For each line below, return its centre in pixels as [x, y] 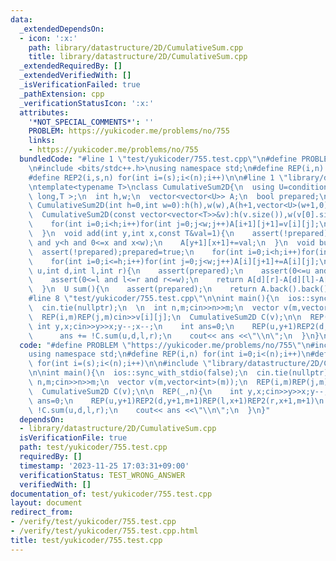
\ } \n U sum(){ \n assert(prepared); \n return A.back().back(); [180, 289]
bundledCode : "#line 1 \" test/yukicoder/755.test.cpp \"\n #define [158, 159]
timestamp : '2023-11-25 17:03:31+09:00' [104, 466]
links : [42, 141]
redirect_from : [42, 512]
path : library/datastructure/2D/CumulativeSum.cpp [136, 47]
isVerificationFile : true [73, 438]
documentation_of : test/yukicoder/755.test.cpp [111, 494]
